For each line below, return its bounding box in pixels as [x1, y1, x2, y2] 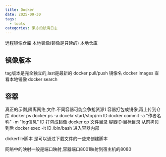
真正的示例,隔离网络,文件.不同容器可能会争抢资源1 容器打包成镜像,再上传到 [5, 106, 157, 112]
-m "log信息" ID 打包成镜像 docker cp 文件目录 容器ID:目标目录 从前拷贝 [12, 119, 160, 125]
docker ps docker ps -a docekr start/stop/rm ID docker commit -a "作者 [10, 112, 157, 118]
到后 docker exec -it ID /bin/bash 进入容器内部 [5, 125, 100, 131]
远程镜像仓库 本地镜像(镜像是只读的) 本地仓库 [5, 40, 98, 46]
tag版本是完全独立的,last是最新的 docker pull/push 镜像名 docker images [5, 70, 154, 76]
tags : [5, 16, 16, 21]
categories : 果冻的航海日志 [5, 26, 58, 31]
